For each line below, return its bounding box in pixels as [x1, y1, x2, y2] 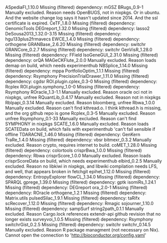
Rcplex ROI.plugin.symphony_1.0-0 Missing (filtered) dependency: [5, 84, 141, 89]
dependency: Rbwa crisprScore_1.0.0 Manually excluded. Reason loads [5, 153, 151, 159]
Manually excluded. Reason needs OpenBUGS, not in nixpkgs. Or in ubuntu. [5, 9, 161, 15]
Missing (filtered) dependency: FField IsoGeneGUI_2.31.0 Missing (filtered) [5, 52, 159, 58]
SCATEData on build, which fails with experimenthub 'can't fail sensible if [5, 126, 156, 132]
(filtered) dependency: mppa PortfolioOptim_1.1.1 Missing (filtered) [5, 68, 140, 74]
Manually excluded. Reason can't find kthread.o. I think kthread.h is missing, [5, 105, 162, 111]
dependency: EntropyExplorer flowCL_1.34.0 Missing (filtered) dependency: [5, 174, 161, 180]
